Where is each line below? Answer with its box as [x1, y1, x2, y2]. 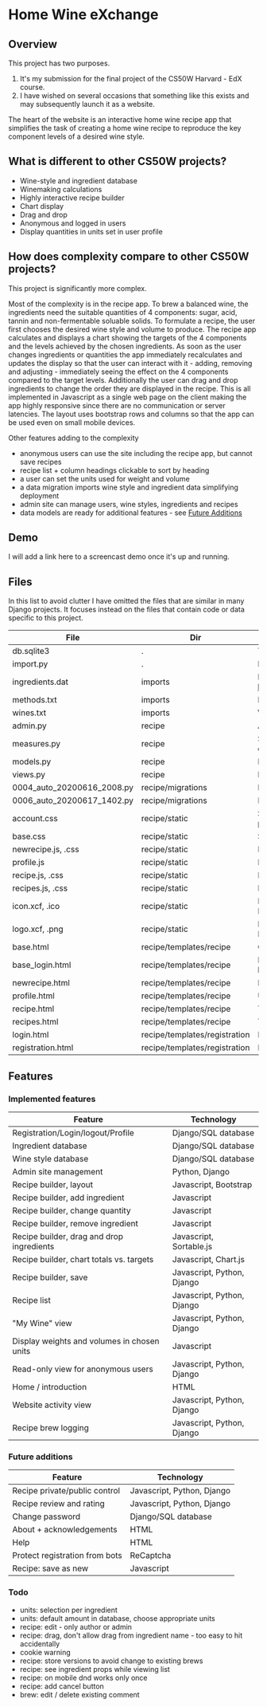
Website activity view [12, 1399, 92, 1410]
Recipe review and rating [12, 1498, 105, 1509]
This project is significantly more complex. [8, 283, 147, 293]
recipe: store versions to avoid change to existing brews [19, 1656, 203, 1666]
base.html [12, 942, 49, 953]
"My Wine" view [12, 1317, 73, 1328]
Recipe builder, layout [12, 1178, 94, 1190]
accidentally [19, 1638, 60, 1648]
